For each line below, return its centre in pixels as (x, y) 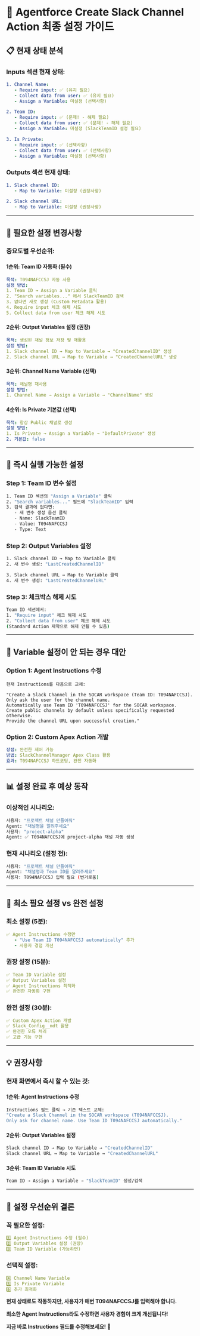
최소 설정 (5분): (27, 922)
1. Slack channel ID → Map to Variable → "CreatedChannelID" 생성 (89, 351)
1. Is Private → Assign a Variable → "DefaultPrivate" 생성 (81, 434)
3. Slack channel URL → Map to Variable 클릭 (62, 575)
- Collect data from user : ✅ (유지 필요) (64, 96)
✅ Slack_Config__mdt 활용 (37, 1026)
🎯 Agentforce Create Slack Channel (95, 12)
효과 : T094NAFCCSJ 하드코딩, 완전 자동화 (51, 761)
